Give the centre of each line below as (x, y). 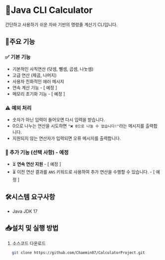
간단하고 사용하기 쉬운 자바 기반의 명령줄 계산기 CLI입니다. (61, 24)
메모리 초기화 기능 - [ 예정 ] (39, 93)
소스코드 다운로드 (29, 243)
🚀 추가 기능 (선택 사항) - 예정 (37, 152)
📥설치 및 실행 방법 (32, 228)
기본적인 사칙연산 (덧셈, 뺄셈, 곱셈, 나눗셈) (53, 69)
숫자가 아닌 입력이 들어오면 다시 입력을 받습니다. (58, 119)
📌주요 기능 (20, 42)
